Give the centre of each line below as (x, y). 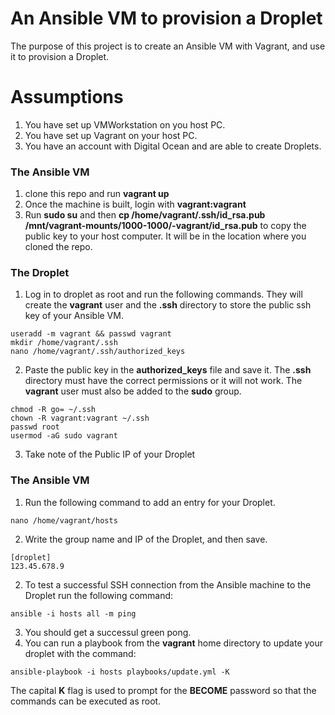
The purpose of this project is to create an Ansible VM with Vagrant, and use (168, 46)
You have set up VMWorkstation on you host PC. (125, 124)
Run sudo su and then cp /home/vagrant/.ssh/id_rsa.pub (145, 215)
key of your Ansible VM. (74, 316)
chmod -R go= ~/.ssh (53, 410)
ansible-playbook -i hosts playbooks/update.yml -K (120, 672)
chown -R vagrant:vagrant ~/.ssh (80, 418)
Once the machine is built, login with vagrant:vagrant (135, 204)
